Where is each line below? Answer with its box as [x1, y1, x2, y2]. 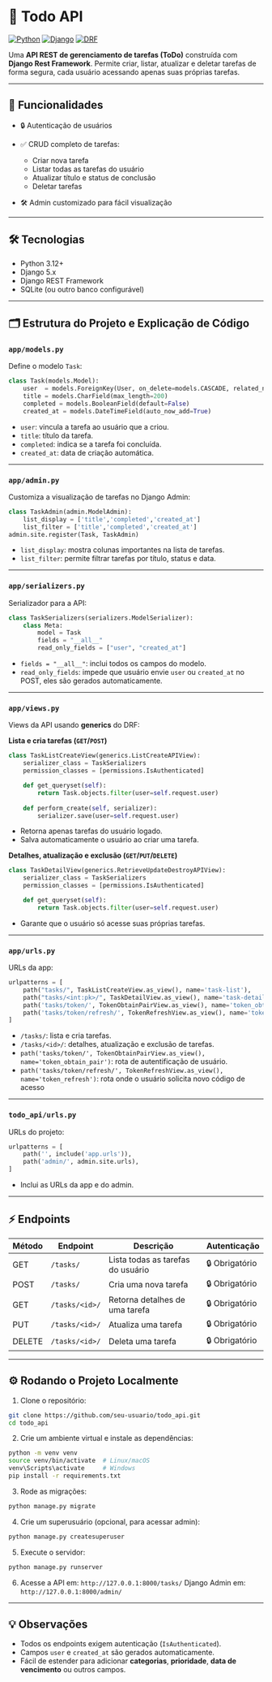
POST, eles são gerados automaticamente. [19, 676, 164, 685]
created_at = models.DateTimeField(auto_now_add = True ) [23, 407, 212, 415]
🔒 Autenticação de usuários [19, 120, 113, 130]
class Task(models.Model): [8, 377, 100, 385]
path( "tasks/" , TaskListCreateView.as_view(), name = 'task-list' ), [23, 986, 252, 994]
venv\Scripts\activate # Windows [8, 1464, 136, 1472]
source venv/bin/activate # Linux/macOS [8, 1457, 151, 1465]
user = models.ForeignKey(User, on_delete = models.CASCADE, [23, 385, 230, 393]
